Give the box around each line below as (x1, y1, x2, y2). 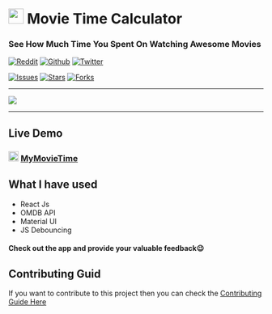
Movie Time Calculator (27, 10, 183, 28)
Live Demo (8, 126, 63, 140)
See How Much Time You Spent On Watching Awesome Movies (8, 39, 261, 50)
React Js (19, 199, 50, 209)
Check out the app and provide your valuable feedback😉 (8, 244, 205, 253)
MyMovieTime (19, 152, 79, 163)
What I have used (8, 178, 98, 192)
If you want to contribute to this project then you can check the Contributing (8, 288, 262, 299)
